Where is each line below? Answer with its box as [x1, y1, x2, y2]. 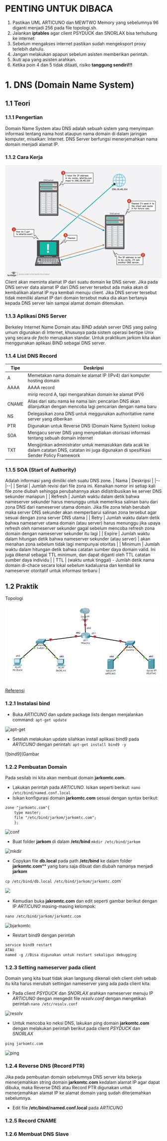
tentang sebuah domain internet [27, 435, 93, 441]
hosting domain [27, 377, 60, 384]
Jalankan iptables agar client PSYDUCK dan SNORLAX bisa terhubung [12, 30, 158, 36]
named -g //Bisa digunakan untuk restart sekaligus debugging [5, 953, 137, 958]
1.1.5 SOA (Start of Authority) [5, 466, 77, 473]
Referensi [5, 688, 25, 694]
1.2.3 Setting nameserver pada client [5, 964, 96, 971]
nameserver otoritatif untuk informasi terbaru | [5, 568, 100, 573]
